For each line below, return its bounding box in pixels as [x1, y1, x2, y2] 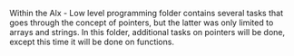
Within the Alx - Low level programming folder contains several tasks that [9, 8, 284, 18]
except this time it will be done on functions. [9, 36, 175, 47]
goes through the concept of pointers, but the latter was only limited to [9, 17, 274, 28]
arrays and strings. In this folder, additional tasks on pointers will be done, [9, 27, 286, 37]
